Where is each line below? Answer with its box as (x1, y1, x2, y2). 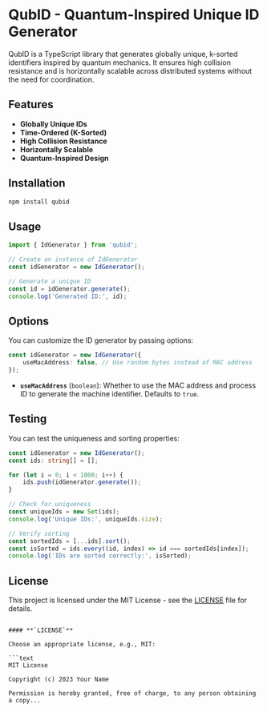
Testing (8, 412, 47, 426)
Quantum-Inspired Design (19, 153, 109, 163)
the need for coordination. (8, 74, 95, 84)
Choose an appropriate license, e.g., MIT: (8, 641, 156, 649)
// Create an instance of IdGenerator (8, 255, 138, 263)
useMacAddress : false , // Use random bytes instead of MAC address (22, 359, 253, 367)
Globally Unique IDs (19, 119, 88, 129)
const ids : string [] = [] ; (8, 457, 99, 465)
